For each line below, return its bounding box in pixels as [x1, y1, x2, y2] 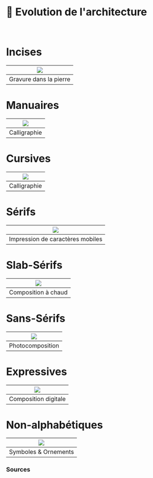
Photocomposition [9, 341, 60, 349]
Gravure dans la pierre [9, 75, 71, 83]
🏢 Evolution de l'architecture [6, 5, 148, 19]
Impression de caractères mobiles [9, 235, 103, 243]
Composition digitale [9, 395, 66, 403]
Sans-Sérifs [6, 312, 66, 325]
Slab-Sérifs [6, 258, 63, 272]
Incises [6, 45, 42, 59]
